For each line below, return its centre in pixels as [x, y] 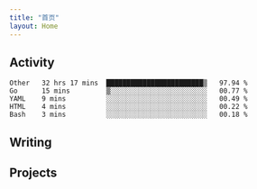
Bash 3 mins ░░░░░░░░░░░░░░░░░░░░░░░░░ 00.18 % [128, 115]
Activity [32, 63]
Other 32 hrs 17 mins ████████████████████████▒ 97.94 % [128, 83]
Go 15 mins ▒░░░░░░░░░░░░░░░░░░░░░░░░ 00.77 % [128, 91]
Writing [31, 142]
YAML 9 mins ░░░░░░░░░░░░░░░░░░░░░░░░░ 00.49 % [128, 99]
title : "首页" [35, 18]
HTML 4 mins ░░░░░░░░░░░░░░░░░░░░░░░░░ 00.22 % [128, 107]
